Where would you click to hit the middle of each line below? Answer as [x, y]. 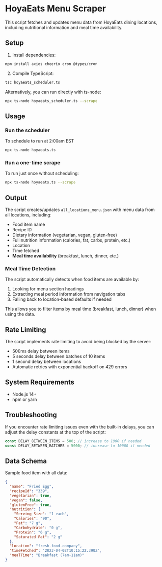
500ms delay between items [41, 351]
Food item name [28, 224]
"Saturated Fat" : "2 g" [38, 537]
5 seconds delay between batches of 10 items [59, 356]
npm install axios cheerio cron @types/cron [51, 64]
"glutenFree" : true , [30, 505]
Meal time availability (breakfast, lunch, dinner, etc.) [66, 256]
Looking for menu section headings [48, 289]
